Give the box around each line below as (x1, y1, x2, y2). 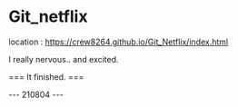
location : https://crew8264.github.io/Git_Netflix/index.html (8, 36, 229, 47)
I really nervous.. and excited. (8, 53, 119, 64)
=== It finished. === (8, 71, 84, 83)
